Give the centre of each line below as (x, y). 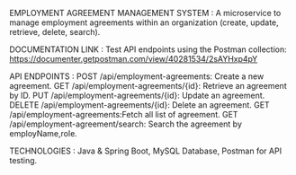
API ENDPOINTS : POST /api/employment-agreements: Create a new (137, 76)
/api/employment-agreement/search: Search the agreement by (126, 124)
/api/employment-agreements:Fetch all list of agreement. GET (124, 114)
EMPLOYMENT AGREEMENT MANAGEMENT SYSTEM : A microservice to (145, 13)
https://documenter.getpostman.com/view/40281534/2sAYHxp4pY (134, 59)
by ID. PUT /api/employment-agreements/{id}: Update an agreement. (137, 95)
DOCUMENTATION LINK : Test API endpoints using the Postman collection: (148, 49)
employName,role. (44, 133)
